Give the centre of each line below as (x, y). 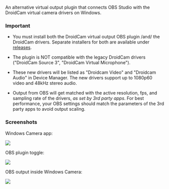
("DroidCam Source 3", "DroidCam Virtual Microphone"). (71, 63)
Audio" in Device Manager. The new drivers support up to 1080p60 (82, 78)
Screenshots (21, 122)
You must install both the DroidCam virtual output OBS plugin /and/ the (86, 37)
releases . (22, 48)
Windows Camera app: (29, 133)
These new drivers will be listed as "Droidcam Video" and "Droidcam (84, 72)
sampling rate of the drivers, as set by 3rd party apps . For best (78, 99)
